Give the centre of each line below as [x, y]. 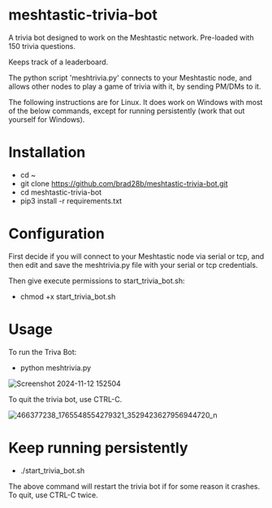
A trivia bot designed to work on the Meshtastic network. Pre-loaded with [131, 37]
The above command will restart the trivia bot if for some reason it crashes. [134, 486]
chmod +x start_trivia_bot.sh [68, 296]
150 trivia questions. [42, 46]
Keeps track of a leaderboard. [58, 62]
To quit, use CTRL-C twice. [54, 495]
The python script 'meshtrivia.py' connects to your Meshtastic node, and [130, 77]
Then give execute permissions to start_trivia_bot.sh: [97, 280]
